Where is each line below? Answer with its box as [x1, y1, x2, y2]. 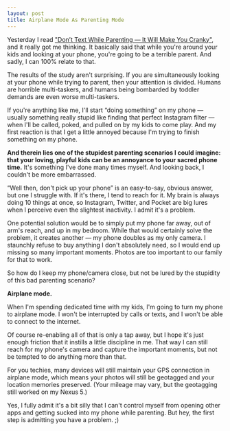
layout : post [7, 10, 45, 17]
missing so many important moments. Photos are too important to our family [7, 248, 222, 256]
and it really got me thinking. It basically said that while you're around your [7, 43, 218, 51]
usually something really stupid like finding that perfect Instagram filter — [7, 113, 215, 121]
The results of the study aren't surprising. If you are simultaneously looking [7, 70, 220, 79]
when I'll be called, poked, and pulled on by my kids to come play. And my [7, 120, 217, 129]
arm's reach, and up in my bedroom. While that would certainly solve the [7, 226, 213, 234]
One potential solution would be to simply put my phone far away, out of [7, 219, 211, 227]
